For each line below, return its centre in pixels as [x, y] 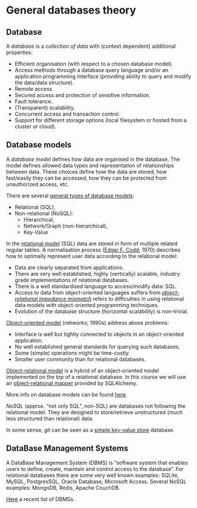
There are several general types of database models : [70, 196]
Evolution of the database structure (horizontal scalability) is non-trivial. [101, 311]
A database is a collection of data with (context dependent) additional [91, 46]
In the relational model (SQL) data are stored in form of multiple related [92, 243]
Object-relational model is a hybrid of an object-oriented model [83, 370]
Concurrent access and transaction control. [67, 114]
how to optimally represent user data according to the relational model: [92, 256]
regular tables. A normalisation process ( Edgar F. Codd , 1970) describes [93, 250]
